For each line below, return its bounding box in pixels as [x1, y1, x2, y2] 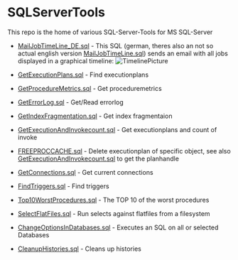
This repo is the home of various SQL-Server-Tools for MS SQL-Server [7, 28, 213, 36]
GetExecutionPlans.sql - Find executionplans [17, 70, 149, 79]
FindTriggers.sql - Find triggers [17, 182, 109, 190]
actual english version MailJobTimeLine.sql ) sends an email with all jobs [17, 49, 229, 58]
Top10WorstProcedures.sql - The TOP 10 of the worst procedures [17, 195, 210, 204]
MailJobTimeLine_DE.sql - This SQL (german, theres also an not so [17, 41, 214, 50]
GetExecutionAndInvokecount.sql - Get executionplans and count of [17, 125, 217, 134]
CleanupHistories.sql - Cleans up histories [17, 244, 142, 253]
